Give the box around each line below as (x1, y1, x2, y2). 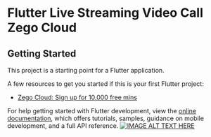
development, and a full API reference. (7, 122, 119, 130)
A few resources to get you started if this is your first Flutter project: (7, 80, 204, 88)
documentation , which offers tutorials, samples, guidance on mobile (7, 114, 204, 122)
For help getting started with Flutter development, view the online (7, 107, 197, 115)
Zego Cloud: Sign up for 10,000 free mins (17, 93, 137, 101)
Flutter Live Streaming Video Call (7, 5, 204, 21)
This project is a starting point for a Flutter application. (7, 66, 165, 74)
